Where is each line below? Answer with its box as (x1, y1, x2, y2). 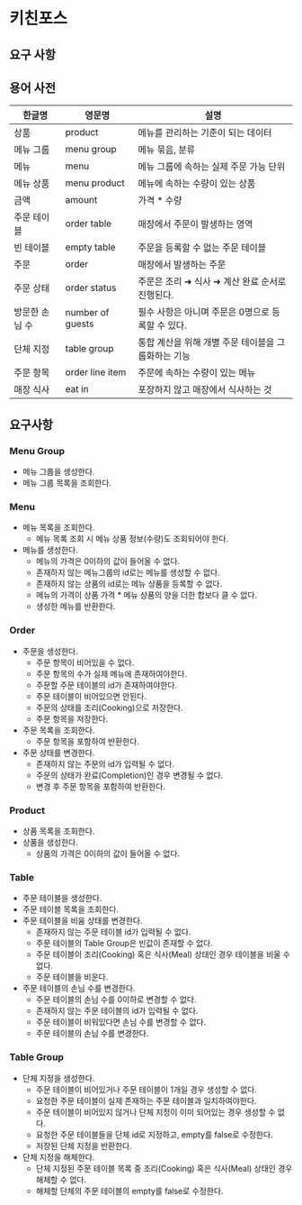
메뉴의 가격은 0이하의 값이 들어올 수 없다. (35, 556, 181, 567)
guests (65, 317, 94, 330)
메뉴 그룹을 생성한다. (22, 466, 95, 478)
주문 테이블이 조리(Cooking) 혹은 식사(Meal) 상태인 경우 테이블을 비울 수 (35, 949, 290, 960)
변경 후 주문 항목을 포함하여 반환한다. (35, 781, 166, 791)
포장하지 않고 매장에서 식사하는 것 (138, 384, 272, 397)
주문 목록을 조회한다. (22, 725, 95, 735)
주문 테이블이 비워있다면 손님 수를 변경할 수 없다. (35, 1017, 207, 1027)
